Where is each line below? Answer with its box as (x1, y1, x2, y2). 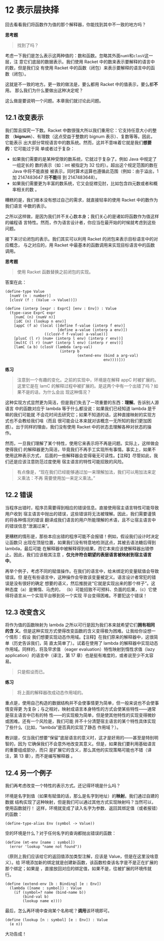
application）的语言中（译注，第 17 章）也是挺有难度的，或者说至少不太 (5, 653, 149, 658)
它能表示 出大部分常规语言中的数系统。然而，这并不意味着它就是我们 (5, 140, 143, 145)
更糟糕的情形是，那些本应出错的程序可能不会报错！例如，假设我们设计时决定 (5, 533, 159, 539)
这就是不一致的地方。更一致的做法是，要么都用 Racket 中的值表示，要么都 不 (5, 81, 158, 87)
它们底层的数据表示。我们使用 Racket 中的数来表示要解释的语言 (23, 59, 151, 64)
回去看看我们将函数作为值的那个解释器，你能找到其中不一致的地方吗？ (5, 21, 146, 27)
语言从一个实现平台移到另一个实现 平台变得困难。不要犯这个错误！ (13, 593, 147, 598)
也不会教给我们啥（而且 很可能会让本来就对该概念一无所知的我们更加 (9, 418, 147, 424)
